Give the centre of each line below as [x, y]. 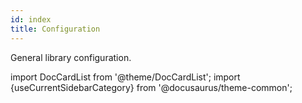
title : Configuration [55, 29]
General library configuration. [71, 57]
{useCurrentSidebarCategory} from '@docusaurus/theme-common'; [151, 87]
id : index [31, 19]
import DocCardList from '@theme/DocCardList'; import [125, 77]
